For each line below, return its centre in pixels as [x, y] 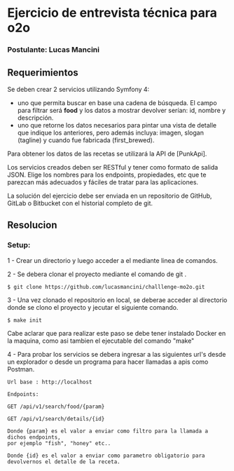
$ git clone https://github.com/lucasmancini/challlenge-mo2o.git [106, 287]
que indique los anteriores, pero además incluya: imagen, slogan [111, 132]
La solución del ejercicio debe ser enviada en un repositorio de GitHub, [110, 196]
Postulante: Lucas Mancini [54, 50]
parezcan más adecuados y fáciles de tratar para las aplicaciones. [103, 182]
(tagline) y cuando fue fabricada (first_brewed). [86, 140]
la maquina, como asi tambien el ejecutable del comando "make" [101, 341]
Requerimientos [43, 73]
